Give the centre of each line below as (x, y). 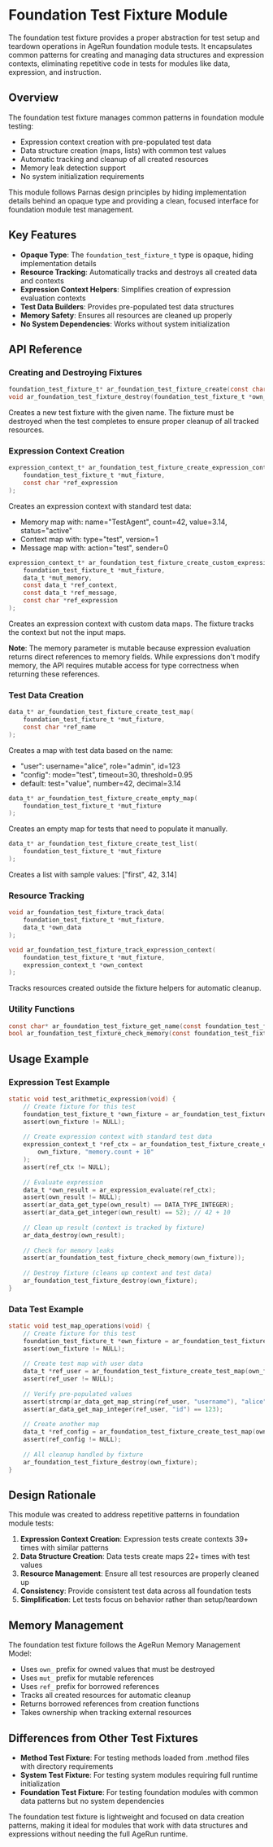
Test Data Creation (46, 695)
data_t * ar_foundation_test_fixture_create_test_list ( (103, 844)
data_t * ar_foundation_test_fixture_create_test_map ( (102, 712)
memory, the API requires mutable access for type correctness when (124, 665)
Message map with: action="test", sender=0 (94, 548)
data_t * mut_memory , (58, 578)
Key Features (43, 235)
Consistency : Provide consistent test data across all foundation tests (136, 1591)
